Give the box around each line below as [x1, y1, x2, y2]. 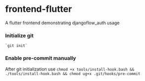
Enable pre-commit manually [5, 55, 76, 62]
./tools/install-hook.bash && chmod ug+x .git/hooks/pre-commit [5, 71, 141, 76]
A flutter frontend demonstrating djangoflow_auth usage [5, 20, 120, 26]
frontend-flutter [5, 3, 72, 15]
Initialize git [5, 32, 34, 39]
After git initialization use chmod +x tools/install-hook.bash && [5, 66, 135, 72]
